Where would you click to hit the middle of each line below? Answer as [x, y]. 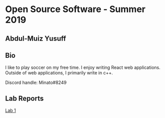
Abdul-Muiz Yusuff [36, 38]
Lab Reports [24, 98]
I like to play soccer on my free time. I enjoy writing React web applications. [83, 68]
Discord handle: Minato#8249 [36, 83]
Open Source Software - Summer [75, 9]
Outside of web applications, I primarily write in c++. [59, 73]
